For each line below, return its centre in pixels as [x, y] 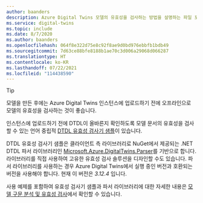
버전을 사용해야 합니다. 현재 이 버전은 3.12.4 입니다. [66, 174]
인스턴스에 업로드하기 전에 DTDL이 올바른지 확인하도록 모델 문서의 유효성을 [95, 123]
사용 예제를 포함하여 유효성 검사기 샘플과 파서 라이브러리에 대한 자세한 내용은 [97, 187]
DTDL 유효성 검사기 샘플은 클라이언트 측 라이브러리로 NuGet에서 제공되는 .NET [100, 144]
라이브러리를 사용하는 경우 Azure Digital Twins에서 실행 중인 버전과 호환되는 [103, 166]
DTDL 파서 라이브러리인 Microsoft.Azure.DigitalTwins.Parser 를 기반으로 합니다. [101, 151]
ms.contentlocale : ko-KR [37, 62]
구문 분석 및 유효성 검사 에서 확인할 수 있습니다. [67, 194]
